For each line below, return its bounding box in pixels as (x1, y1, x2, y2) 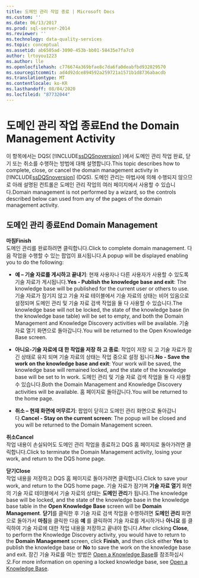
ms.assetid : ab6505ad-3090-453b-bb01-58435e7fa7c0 (6, 48, 134, 53)
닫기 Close (6, 467, 31, 474)
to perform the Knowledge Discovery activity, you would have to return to (6, 531, 186, 538)
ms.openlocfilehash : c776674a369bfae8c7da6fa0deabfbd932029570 (6, 64, 166, 70)
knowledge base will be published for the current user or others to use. (14, 285, 189, 292)
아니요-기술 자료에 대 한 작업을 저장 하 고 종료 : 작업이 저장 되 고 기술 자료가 (14, 346, 186, 353)
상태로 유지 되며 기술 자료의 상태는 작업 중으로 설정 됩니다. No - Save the (21, 353, 190, 360)
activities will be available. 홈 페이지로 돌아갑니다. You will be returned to (14, 388, 188, 395)
